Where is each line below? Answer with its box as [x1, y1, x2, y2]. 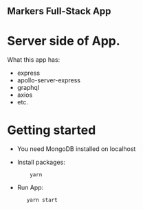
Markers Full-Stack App [7, 5, 111, 17]
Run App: [16, 183, 44, 191]
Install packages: [16, 158, 65, 167]
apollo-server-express [16, 76, 81, 84]
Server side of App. [7, 33, 120, 49]
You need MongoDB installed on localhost [16, 145, 136, 153]
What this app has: [7, 56, 60, 64]
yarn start [26, 197, 58, 204]
